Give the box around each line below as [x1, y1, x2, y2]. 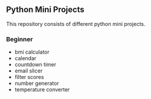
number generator [14, 80, 59, 87]
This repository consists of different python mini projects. [6, 20, 146, 27]
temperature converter [14, 86, 70, 93]
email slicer [14, 67, 43, 74]
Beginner [6, 35, 34, 43]
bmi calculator [14, 48, 50, 55]
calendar [14, 55, 37, 62]
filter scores [14, 74, 44, 81]
